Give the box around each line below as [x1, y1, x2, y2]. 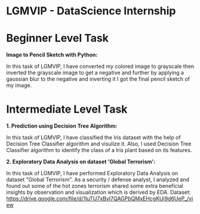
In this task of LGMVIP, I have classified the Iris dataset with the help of [6, 134, 181, 141]
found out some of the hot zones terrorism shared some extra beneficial [6, 182, 184, 190]
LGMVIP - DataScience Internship [6, 4, 176, 18]
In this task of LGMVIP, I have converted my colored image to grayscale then [6, 63, 195, 70]
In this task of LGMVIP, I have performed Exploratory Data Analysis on [6, 170, 179, 177]
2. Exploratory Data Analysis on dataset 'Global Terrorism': [6, 158, 156, 165]
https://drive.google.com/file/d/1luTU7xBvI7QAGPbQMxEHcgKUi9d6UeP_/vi [6, 195, 193, 202]
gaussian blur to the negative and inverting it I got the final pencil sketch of [6, 76, 190, 83]
